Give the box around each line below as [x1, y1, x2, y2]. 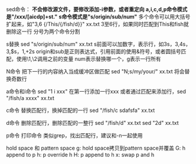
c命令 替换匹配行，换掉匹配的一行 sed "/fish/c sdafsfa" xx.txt [6, 107, 155, 114]
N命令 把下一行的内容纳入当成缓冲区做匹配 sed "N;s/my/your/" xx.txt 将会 [6, 68, 185, 75]
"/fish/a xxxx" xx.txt [6, 95, 55, 101]
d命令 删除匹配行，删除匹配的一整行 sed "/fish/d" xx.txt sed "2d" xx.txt [6, 120, 179, 126]
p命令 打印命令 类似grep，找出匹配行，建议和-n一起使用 [6, 132, 143, 139]
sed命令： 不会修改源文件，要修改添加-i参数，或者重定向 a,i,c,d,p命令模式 [6, 6, 188, 12]
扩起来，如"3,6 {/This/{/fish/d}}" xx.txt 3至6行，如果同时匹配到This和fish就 [6, 21, 189, 27]
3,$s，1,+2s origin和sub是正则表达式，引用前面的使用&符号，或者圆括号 [6, 48, 181, 55]
